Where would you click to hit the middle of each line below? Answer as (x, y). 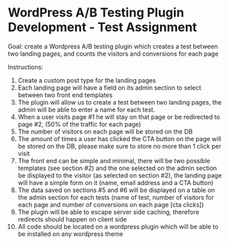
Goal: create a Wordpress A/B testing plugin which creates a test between (113, 46)
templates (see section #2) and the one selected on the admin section (117, 168)
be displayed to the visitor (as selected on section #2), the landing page (120, 175)
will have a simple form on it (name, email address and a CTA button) (116, 182)
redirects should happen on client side (72, 219)
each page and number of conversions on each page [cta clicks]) (111, 204)
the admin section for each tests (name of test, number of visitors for (116, 197)
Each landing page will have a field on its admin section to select (110, 87)
